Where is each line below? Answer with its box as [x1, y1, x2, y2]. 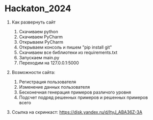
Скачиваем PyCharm [19, 34, 63, 40]
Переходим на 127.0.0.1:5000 [19, 60, 79, 66]
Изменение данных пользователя [19, 84, 90, 90]
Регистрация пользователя [19, 79, 76, 85]
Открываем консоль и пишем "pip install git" [19, 44, 112, 50]
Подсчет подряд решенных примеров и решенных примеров [19, 94, 148, 100]
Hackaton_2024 [4, 3, 72, 14]
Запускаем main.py [19, 54, 60, 60]
